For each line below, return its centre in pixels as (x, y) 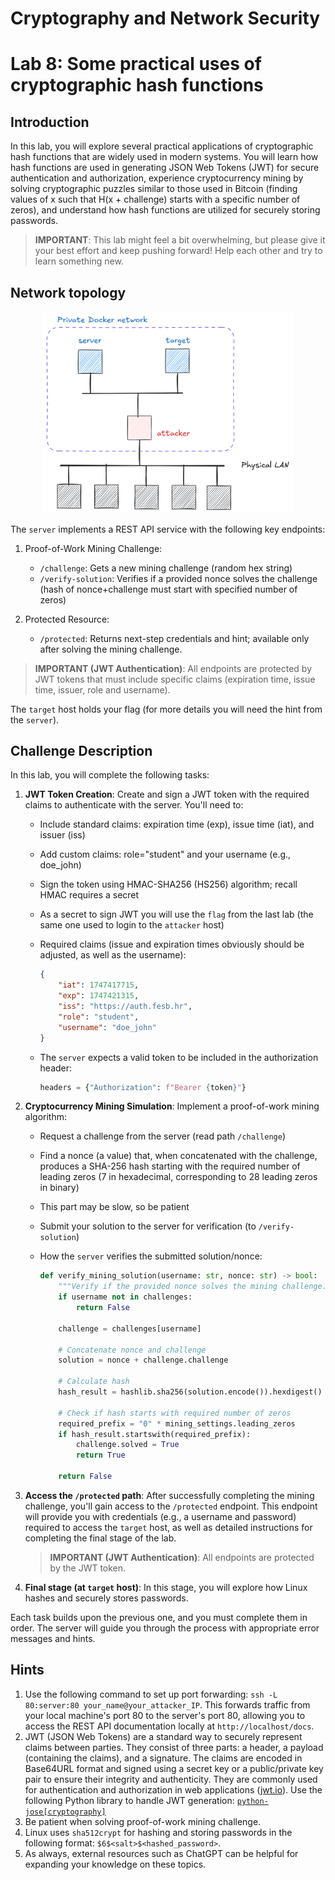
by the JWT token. (88, 1568)
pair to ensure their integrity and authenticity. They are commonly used (171, 1779)
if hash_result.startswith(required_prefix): (155, 1434)
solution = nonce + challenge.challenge (143, 1360)
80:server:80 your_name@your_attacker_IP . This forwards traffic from (167, 1704)
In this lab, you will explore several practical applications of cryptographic (162, 146)
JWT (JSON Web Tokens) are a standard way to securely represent (163, 1736)
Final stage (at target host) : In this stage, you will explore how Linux (166, 1587)
